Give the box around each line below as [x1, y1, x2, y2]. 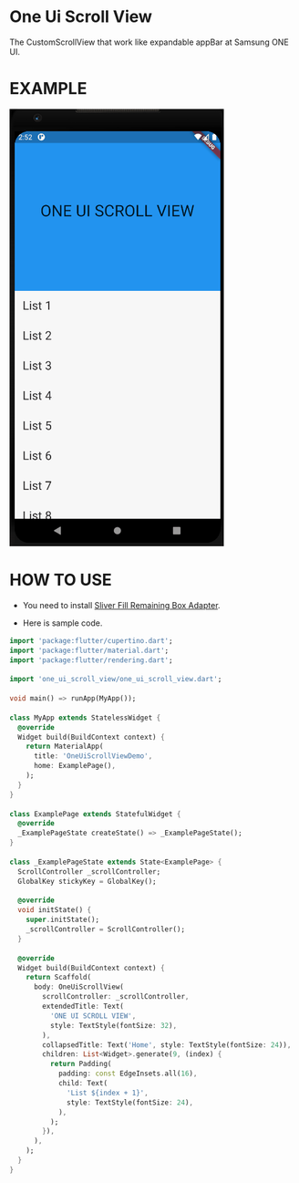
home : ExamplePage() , [33, 762, 117, 771]
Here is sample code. [22, 617, 103, 628]
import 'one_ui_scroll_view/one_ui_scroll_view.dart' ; [9, 675, 222, 684]
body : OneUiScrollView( [33, 982, 125, 991]
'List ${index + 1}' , [67, 1088, 149, 1097]
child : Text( [57, 1079, 108, 1088]
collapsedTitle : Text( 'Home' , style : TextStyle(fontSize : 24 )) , [42, 1040, 292, 1050]
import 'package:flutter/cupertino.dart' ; [9, 636, 173, 645]
